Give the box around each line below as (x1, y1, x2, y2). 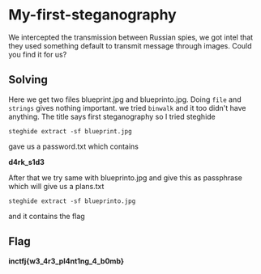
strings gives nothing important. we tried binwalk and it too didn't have (8, 103, 246, 112)
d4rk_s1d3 (8, 157, 45, 167)
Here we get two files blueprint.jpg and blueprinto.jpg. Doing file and (8, 95, 242, 104)
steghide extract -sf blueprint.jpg (8, 127, 132, 135)
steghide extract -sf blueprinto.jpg (8, 196, 136, 205)
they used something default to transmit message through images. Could (8, 40, 253, 50)
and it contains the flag (8, 211, 85, 221)
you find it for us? (8, 49, 67, 59)
